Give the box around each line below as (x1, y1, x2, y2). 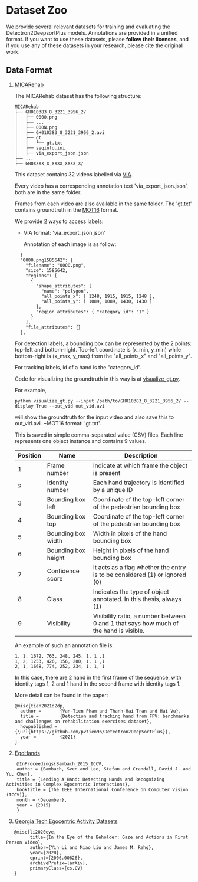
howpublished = (20, 723, 58, 729)
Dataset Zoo (6, 4, 68, 17)
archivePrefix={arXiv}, (29, 860, 88, 866)
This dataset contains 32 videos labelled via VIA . (14, 171, 133, 178)
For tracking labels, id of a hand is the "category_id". (14, 363, 142, 370)
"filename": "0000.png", (25, 262, 87, 268)
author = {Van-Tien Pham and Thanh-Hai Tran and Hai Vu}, (20, 708, 181, 714)
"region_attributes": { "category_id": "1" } (36, 309, 150, 314)
